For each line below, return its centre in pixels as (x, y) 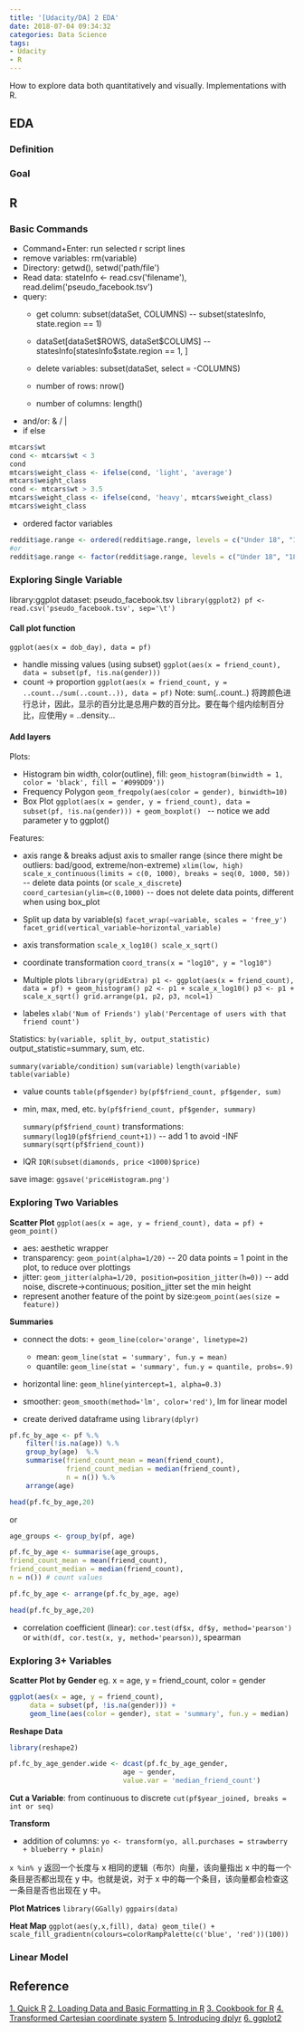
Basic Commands (49, 229)
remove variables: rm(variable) (80, 258)
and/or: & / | (45, 421)
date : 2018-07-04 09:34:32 (60, 26)
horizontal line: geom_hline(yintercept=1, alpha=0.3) (122, 1383)
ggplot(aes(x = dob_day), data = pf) (81, 648)
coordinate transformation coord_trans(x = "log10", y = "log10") (147, 963)
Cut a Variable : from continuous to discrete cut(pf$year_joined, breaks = (148, 1798)
